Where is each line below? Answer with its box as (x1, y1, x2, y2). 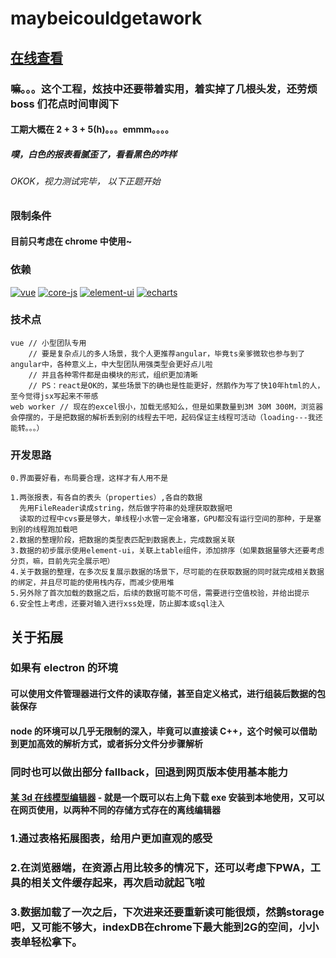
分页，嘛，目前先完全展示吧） (10, 557, 115, 567)
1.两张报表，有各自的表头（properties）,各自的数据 (10, 493, 203, 503)
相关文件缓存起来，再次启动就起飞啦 (30, 876, 205, 890)
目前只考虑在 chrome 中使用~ (10, 235, 133, 247)
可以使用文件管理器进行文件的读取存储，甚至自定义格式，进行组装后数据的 (10, 688, 317, 700)
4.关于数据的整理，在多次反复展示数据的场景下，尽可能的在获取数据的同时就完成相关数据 (10, 567, 325, 577)
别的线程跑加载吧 (17, 525, 78, 535)
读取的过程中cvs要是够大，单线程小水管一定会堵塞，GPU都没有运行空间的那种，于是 (19, 514, 315, 524)
